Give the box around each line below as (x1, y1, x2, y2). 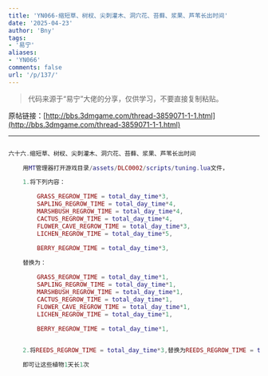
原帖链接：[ (8, 111, 46, 120)
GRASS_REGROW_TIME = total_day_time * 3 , (37, 193, 170, 201)
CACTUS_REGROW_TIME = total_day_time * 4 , (37, 214, 173, 223)
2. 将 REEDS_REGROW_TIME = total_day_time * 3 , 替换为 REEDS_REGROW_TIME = (22, 347, 254, 354)
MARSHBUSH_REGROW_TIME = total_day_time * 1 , (37, 288, 183, 296)
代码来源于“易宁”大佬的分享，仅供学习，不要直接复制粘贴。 (27, 93, 223, 104)
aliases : (8, 49, 37, 57)
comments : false (8, 64, 62, 72)
